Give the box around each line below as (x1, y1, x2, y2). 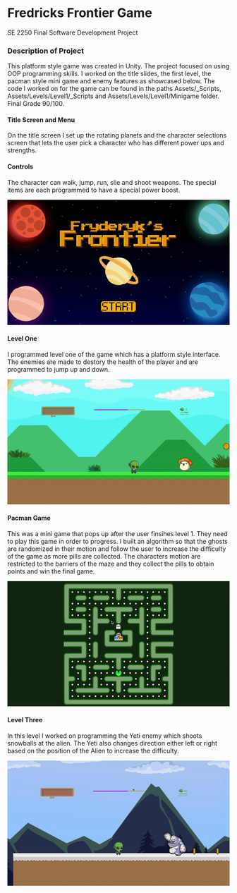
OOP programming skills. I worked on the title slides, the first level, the (7, 69, 212, 78)
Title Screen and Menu (7, 115, 75, 124)
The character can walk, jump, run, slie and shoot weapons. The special (7, 178, 217, 186)
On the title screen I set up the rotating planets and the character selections (7, 131, 227, 140)
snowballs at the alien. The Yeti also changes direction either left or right (7, 739, 217, 747)
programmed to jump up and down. (7, 365, 111, 373)
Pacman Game (7, 514, 51, 523)
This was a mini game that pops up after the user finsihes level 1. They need (7, 529, 228, 537)
